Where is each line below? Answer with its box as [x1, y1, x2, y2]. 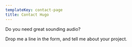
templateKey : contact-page [5, 7, 63, 13]
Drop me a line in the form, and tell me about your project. [5, 36, 127, 42]
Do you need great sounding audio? [5, 26, 81, 32]
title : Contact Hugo [5, 12, 50, 17]
